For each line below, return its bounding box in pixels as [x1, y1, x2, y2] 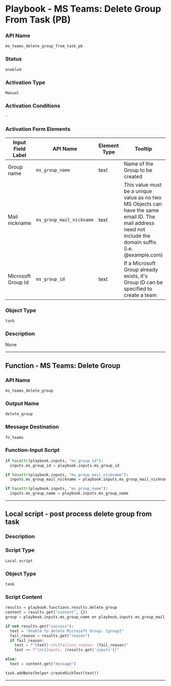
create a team [124, 291, 157, 298]
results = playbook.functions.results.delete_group [5, 605, 117, 610]
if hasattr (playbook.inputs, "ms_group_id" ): [5, 458, 103, 463]
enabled [5, 67, 22, 72]
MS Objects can [124, 200, 162, 207]
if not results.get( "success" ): [5, 623, 74, 629]
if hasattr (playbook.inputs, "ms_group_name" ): [5, 486, 108, 491]
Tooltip [134, 145, 152, 152]
